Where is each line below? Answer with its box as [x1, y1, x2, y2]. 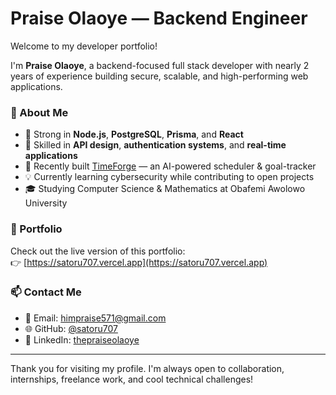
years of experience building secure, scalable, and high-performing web [10, 70, 309, 82]
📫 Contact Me [10, 285, 82, 299]
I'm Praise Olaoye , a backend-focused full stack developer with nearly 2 [10, 59, 310, 71]
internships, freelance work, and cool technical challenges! [10, 373, 254, 385]
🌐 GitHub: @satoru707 [24, 322, 118, 334]
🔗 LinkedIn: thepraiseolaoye [24, 333, 140, 346]
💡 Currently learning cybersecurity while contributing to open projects [24, 171, 315, 183]
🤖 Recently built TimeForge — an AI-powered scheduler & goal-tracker [24, 160, 317, 172]
